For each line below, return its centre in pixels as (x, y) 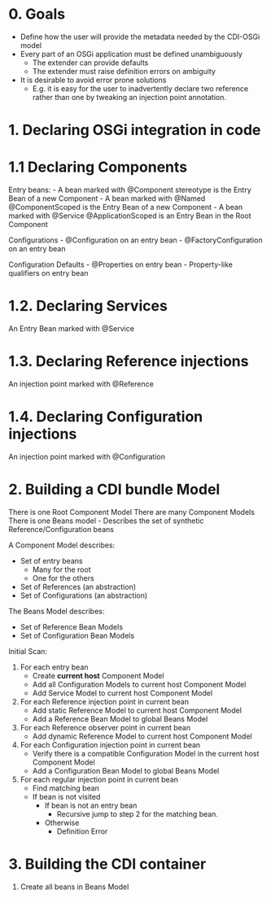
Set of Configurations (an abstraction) (84, 595)
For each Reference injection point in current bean (105, 701)
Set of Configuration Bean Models (77, 635)
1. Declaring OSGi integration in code (135, 130)
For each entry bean (54, 667)
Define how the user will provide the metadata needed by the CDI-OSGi (140, 37)
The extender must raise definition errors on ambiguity (124, 71)
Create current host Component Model (98, 675)
